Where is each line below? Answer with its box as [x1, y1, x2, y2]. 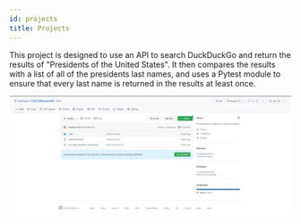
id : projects [9, 14, 58, 23]
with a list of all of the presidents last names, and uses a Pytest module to [9, 68, 281, 79]
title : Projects [9, 23, 70, 33]
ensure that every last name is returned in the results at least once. [9, 78, 256, 88]
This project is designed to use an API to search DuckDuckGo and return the [9, 49, 291, 60]
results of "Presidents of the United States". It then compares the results [9, 59, 276, 70]
